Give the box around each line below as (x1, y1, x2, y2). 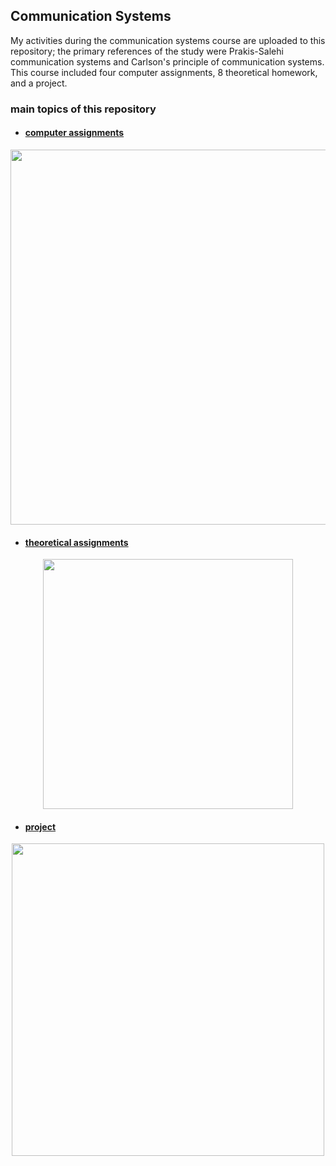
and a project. (10, 77, 68, 89)
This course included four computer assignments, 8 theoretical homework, (10, 66, 318, 78)
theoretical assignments (24, 536, 129, 548)
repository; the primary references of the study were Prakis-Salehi (10, 45, 284, 57)
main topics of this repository (10, 102, 157, 116)
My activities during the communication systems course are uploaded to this (10, 34, 326, 46)
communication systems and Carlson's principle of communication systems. (10, 55, 325, 68)
